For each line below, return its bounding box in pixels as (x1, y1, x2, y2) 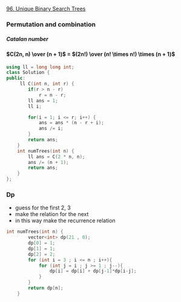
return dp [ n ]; (28, 285, 64, 291)
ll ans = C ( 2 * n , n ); (28, 154, 85, 160)
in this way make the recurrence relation (15, 217, 116, 225)
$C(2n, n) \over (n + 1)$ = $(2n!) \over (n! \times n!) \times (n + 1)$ (6, 50, 176, 57)
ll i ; (28, 103, 42, 110)
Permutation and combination (6, 20, 96, 28)
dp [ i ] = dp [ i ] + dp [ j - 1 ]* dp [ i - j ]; (49, 268, 137, 274)
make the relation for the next (15, 211, 89, 218)
